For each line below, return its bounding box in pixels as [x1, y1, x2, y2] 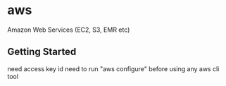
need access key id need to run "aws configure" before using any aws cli [7, 64, 220, 73]
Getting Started [7, 46, 77, 58]
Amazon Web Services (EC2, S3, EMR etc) [7, 25, 130, 34]
